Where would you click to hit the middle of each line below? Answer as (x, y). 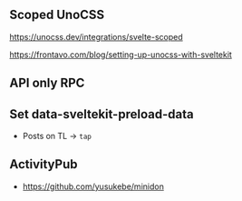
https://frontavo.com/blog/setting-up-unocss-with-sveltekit (121, 55)
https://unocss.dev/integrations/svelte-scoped (96, 36)
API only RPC (47, 83)
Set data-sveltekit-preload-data (102, 114)
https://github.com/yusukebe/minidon (93, 186)
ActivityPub (44, 164)
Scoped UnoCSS (57, 15)
